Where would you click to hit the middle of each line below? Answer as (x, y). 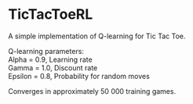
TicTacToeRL (51, 14)
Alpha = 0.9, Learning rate (50, 59)
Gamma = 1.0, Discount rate (53, 67)
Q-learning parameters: (46, 51)
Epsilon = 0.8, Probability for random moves (79, 76)
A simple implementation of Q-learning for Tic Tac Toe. (97, 36)
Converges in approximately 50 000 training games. (92, 91)
